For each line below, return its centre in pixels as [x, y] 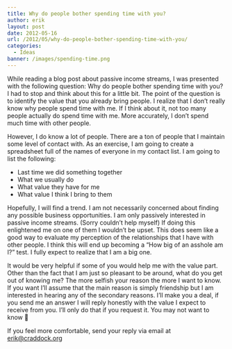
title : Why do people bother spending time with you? [87, 14]
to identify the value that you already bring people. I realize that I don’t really [116, 101]
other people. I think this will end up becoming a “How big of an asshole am [115, 245]
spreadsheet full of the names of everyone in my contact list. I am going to [114, 151]
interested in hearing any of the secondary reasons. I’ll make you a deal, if [113, 295]
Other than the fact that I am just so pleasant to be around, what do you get [115, 273]
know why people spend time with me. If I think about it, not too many [107, 108]
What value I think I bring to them [65, 194]
